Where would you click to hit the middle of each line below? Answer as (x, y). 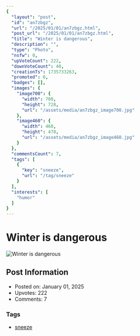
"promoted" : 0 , (30, 77)
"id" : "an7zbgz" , (33, 22)
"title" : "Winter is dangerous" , (52, 39)
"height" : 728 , (40, 104)
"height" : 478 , (40, 132)
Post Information (37, 272)
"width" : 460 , (39, 127)
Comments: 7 (31, 299)
